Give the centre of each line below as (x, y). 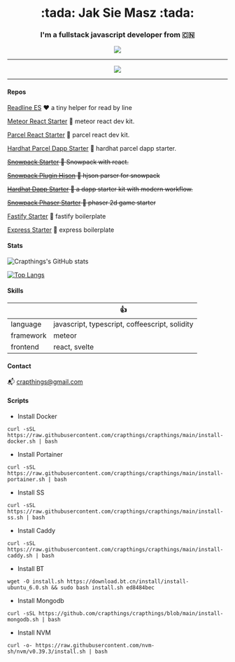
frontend (25, 347)
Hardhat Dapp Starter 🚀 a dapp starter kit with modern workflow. (100, 189)
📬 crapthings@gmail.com (45, 382)
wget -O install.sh (36, 581)
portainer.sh (26, 479)
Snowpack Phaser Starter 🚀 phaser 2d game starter (81, 202)
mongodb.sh (23, 619)
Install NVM (34, 633)
